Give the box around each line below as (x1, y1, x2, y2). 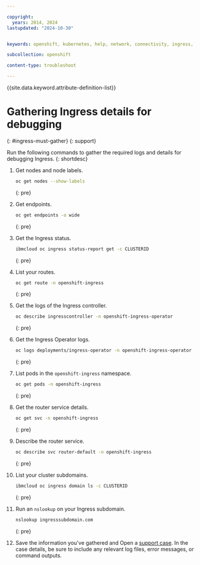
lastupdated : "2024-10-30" (7, 25, 74, 31)
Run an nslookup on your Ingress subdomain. (15, 505, 126, 513)
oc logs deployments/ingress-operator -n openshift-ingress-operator (15, 347, 192, 353)
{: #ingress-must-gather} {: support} (7, 137, 96, 144)
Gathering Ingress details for (7, 105, 152, 119)
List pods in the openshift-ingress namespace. (15, 370, 132, 377)
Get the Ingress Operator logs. (15, 336, 90, 343)
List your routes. (15, 268, 56, 275)
